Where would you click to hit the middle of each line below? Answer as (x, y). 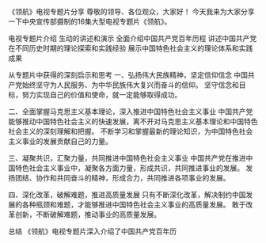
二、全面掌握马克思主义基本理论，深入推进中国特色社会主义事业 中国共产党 (131, 112)
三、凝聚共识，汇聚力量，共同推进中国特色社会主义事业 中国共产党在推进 (127, 158)
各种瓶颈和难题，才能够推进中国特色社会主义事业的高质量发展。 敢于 (134, 205)
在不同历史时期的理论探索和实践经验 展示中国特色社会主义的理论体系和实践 (131, 48)
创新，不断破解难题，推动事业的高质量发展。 (87, 215)
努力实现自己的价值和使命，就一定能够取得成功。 (102, 95)
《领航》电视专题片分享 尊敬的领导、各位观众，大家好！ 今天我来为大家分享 (131, 11)
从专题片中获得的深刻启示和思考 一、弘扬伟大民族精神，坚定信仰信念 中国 (128, 75)
